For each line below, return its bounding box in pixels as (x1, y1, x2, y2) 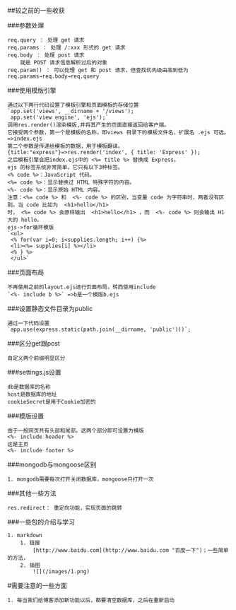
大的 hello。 (7, 216, 42, 223)
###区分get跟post (7, 339, 60, 348)
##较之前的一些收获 (7, 6, 65, 14)
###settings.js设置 (7, 368, 61, 376)
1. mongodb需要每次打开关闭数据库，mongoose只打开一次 (7, 476, 154, 483)
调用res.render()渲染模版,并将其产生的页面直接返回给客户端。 (7, 122, 170, 129)
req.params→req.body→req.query (7, 73, 100, 80)
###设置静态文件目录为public (7, 305, 93, 312)
